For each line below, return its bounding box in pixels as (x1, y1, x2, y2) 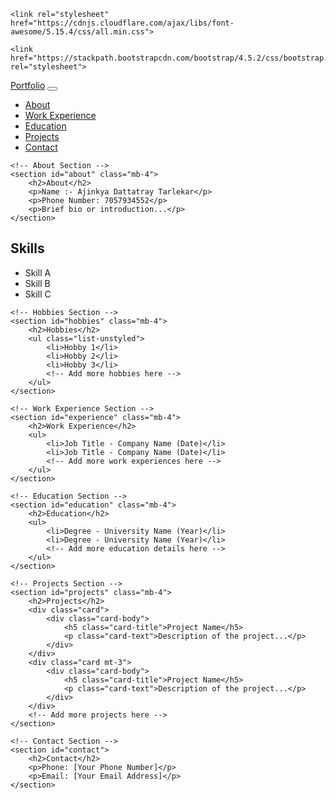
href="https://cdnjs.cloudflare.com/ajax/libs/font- (10, 18, 235, 28)
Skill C (24, 288, 52, 300)
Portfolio (10, 80, 46, 91)
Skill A (24, 266, 52, 279)
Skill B (24, 277, 51, 289)
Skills (10, 240, 45, 257)
